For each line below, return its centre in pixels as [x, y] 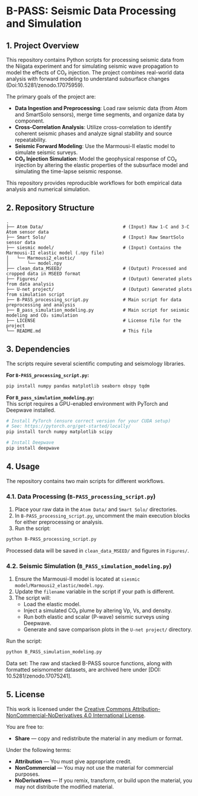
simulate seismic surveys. [46, 152]
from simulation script [36, 294]
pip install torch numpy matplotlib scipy [59, 432]
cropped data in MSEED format [44, 274]
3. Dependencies [38, 349]
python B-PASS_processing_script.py [51, 539]
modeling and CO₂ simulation [42, 315]
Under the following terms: [39, 750]
